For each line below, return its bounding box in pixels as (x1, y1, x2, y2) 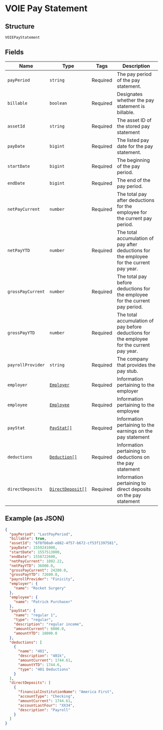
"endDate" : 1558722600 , (9, 554, 57, 559)
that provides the (116, 362, 156, 368)
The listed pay (116, 137, 149, 143)
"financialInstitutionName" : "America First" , (17, 689, 114, 695)
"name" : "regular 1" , (14, 613, 57, 618)
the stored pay (116, 123, 150, 129)
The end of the (116, 176, 151, 183)
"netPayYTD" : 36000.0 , (9, 563, 55, 568)
